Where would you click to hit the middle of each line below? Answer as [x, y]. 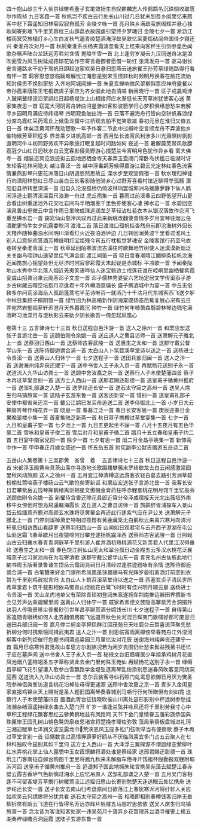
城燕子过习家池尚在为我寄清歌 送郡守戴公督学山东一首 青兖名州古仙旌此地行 [99, 557]
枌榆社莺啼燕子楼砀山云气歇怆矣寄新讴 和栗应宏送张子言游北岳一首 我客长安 [99, 482]
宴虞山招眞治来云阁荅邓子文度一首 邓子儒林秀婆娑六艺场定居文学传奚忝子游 [99, 278]
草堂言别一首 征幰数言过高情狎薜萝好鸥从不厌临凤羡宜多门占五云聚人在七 [101, 737]
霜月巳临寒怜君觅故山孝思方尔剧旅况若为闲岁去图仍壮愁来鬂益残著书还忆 [102, 647]
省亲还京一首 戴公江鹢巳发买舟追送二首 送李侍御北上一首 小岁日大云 [110, 403]
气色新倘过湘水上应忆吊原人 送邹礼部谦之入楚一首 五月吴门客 [112, 774]
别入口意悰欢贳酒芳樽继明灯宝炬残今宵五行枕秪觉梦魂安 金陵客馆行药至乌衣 [99, 240]
